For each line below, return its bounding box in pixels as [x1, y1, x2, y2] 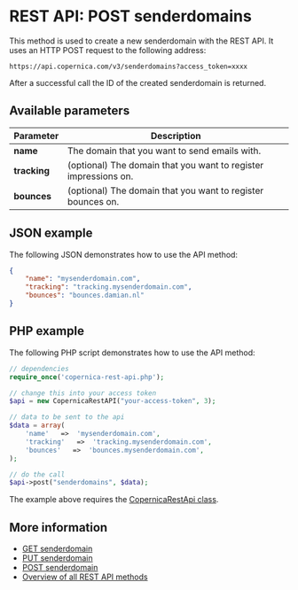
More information [9, 520, 108, 535]
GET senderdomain [21, 543, 93, 555]
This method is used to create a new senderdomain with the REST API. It [9, 35, 274, 46]
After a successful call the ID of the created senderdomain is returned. [9, 77, 267, 88]
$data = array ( [9, 421, 66, 431]
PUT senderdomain [21, 553, 93, 563]
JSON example [9, 226, 93, 241]
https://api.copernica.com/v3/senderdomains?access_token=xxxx [9, 62, 248, 71]
